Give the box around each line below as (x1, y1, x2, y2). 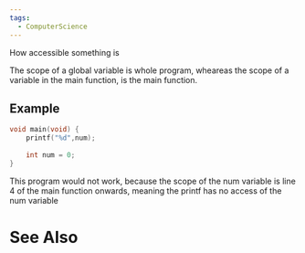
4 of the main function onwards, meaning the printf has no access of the (9, 184, 282, 196)
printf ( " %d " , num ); (26, 133, 96, 142)
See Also (9, 227, 79, 248)
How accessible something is (9, 47, 121, 58)
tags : (9, 13, 30, 23)
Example (9, 100, 60, 116)
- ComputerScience (17, 22, 89, 31)
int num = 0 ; (26, 150, 76, 160)
